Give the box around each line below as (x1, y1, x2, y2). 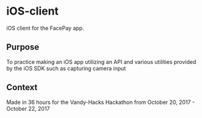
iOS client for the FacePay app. (6, 24, 84, 32)
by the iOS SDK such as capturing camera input (6, 64, 126, 72)
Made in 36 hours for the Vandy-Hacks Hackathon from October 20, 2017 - (6, 99, 195, 106)
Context (6, 82, 38, 92)
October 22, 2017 (6, 105, 50, 112)
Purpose (6, 42, 40, 52)
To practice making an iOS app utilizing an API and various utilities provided (6, 58, 197, 65)
